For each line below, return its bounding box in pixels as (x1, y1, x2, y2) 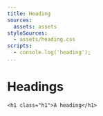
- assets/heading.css (13, 36, 76, 43)
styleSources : (7, 29, 48, 37)
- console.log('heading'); (13, 49, 91, 56)
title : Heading (7, 10, 51, 17)
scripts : (7, 42, 32, 49)
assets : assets (13, 23, 57, 30)
